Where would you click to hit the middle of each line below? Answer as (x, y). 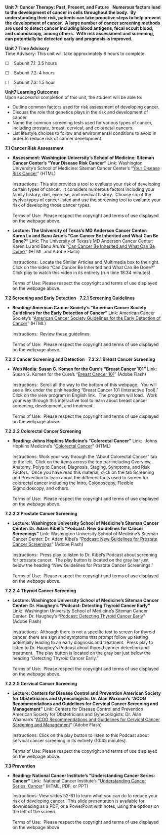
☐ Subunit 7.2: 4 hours (30, 73)
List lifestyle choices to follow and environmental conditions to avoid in (84, 133)
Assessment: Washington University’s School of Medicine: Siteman (83, 158)
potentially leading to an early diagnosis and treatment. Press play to (83, 642)
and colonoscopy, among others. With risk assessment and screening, (80, 33)
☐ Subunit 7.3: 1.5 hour (30, 82)
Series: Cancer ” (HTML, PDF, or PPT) (50, 786)
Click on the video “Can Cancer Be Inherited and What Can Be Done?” (84, 267)
